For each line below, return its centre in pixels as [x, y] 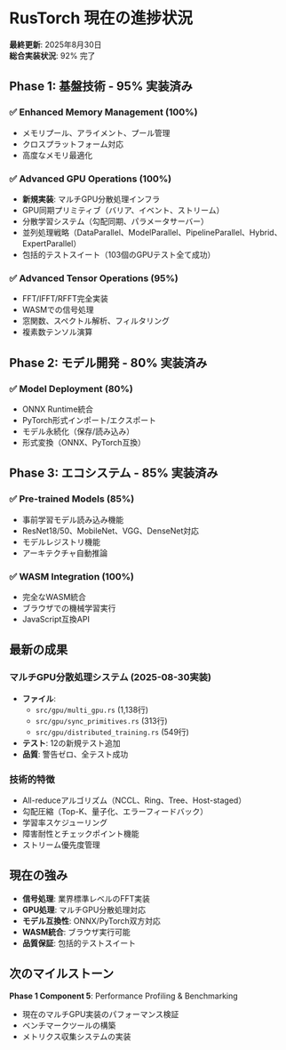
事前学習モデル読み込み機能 [73, 519]
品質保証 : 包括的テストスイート [79, 942]
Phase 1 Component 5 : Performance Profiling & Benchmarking [123, 996]
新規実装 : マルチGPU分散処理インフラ [91, 199]
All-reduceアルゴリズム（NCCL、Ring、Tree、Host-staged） [134, 800]
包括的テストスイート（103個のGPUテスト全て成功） [119, 254]
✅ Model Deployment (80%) [71, 389]
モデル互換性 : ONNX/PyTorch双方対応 [91, 920]
